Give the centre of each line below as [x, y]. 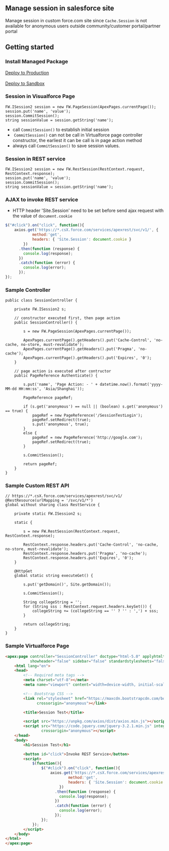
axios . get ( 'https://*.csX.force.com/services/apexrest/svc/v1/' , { [86, 230]
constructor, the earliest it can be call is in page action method [77, 140]
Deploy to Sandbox [25, 83]
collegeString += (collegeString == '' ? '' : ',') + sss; [95, 611]
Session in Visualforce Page [40, 97]
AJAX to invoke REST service [42, 200]
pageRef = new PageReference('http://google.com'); [87, 438]
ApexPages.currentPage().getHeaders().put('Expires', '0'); [88, 358]
